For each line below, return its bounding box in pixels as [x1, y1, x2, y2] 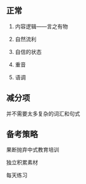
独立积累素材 [6, 159, 38, 166]
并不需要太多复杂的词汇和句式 [6, 110, 80, 117]
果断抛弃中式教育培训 [6, 146, 59, 153]
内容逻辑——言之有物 [14, 23, 68, 30]
